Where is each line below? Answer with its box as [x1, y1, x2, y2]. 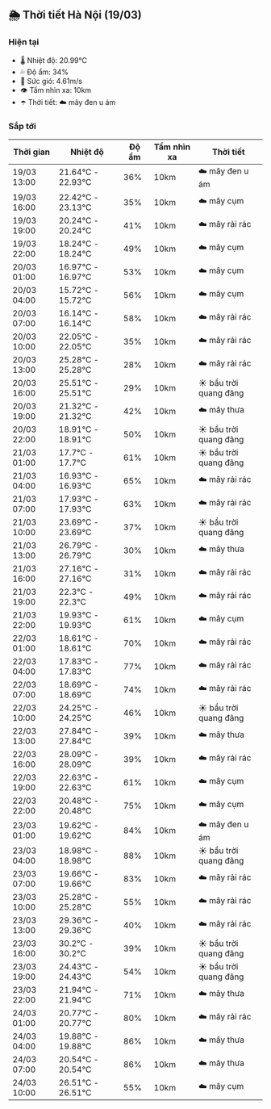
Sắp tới [8, 120, 36, 132]
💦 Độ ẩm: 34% [19, 67, 69, 77]
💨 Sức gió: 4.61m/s [19, 76, 83, 86]
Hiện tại [8, 36, 40, 48]
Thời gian [13, 146, 51, 157]
